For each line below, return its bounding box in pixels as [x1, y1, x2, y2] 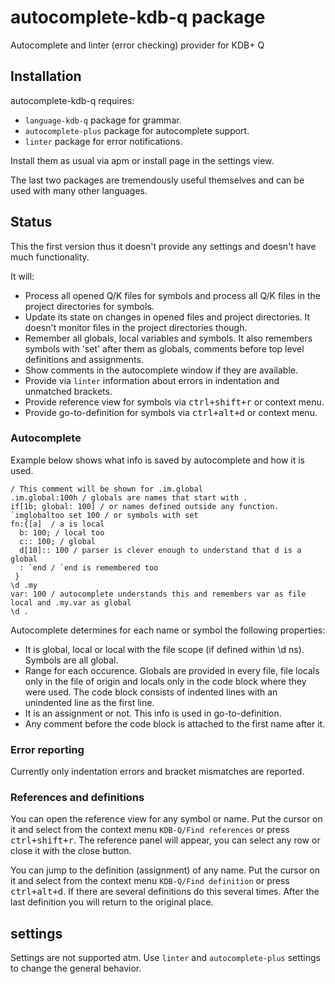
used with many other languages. [10, 184, 148, 196]
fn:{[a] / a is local [10, 519, 105, 529]
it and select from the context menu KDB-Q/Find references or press [10, 824, 290, 836]
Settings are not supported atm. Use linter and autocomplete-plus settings [10, 952, 322, 964]
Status [10, 214, 53, 231]
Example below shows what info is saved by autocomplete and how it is [10, 454, 305, 466]
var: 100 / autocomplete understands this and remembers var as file [10, 589, 307, 599]
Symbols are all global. [24, 654, 119, 666]
